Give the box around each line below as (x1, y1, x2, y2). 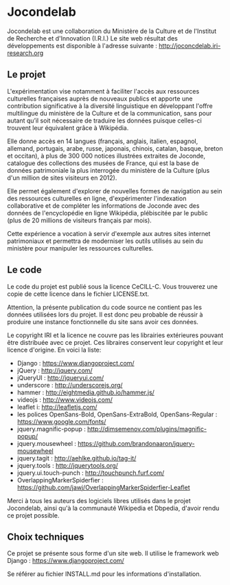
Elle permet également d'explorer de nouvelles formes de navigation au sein (7, 187, 222, 195)
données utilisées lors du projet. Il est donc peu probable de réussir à (7, 310, 203, 319)
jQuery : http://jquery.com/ (16, 366, 93, 374)
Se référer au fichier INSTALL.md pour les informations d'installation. (7, 570, 202, 578)
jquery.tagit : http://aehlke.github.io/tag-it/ (16, 454, 137, 462)
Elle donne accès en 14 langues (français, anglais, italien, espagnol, (7, 137, 198, 145)
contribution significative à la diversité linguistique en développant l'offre (7, 101, 213, 110)
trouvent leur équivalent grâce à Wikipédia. (7, 123, 129, 131)
